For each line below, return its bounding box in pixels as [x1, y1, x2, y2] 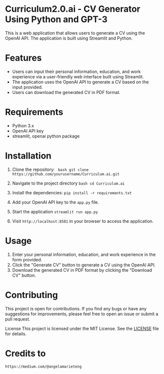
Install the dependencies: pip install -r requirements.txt [12, 189, 132, 195]
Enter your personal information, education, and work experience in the [12, 251, 156, 257]
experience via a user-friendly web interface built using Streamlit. [12, 73, 144, 79]
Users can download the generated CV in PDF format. [12, 89, 121, 95]
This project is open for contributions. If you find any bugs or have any [5, 305, 147, 311]
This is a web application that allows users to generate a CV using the [5, 30, 145, 36]
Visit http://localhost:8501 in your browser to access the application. [12, 218, 154, 224]
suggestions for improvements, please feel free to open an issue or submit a [5, 311, 159, 317]
